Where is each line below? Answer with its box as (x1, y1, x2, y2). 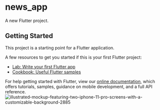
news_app (5, 1, 48, 13)
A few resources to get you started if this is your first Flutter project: (5, 54, 142, 60)
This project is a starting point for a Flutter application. (5, 44, 114, 50)
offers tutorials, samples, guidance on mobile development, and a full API (5, 84, 153, 89)
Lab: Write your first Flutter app (12, 64, 76, 69)
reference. (5, 88, 26, 94)
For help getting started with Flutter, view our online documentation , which (5, 78, 156, 84)
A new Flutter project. (5, 18, 49, 23)
